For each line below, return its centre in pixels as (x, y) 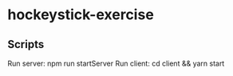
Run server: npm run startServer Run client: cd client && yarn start (116, 63)
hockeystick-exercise (81, 15)
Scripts (26, 44)
